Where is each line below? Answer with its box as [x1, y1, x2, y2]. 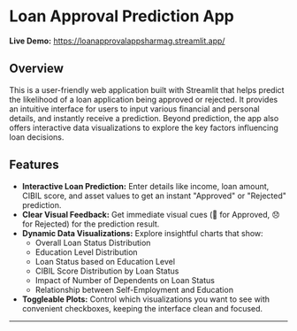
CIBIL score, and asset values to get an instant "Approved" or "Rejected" [21, 190, 287, 201]
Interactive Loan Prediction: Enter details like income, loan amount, [21, 181, 270, 191]
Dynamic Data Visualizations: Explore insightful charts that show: [21, 227, 263, 238]
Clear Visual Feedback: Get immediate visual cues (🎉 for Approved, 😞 [21, 209, 280, 219]
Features [9, 158, 59, 173]
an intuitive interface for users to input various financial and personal [9, 104, 260, 114]
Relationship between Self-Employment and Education [34, 284, 234, 295]
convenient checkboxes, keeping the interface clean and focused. [21, 303, 263, 313]
